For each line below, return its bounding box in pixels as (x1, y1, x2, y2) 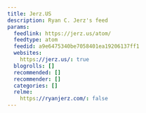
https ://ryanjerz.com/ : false (20, 95, 109, 102)
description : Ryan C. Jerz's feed (7, 17, 109, 24)
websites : (13, 50, 42, 57)
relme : (13, 88, 33, 95)
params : (7, 23, 30, 30)
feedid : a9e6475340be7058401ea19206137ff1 (13, 43, 140, 50)
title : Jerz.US (7, 10, 52, 18)
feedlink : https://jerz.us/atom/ (13, 29, 112, 37)
